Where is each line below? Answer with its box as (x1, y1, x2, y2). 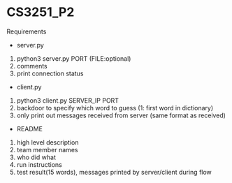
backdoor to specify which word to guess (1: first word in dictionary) (16, 103, 214, 112)
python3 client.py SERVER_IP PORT (16, 96, 119, 105)
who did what (16, 153, 57, 161)
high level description (16, 138, 79, 147)
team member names (16, 145, 78, 154)
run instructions (16, 160, 62, 168)
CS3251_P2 (6, 4, 75, 20)
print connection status (16, 69, 84, 78)
